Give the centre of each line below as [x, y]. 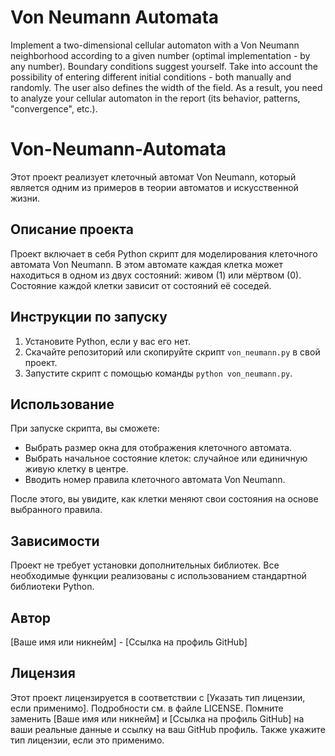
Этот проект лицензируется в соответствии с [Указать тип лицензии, [158, 697]
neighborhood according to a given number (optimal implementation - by [160, 55]
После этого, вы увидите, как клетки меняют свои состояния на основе [164, 499]
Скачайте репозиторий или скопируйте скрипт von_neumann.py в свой [172, 352]
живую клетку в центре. [76, 469]
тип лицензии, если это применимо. [87, 740]
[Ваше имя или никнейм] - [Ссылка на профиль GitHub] [129, 642]
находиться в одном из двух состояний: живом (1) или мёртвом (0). [156, 275]
